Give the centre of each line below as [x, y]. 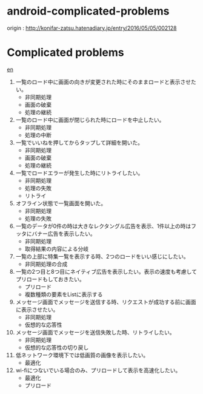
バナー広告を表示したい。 [64, 233]
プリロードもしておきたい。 [50, 279]
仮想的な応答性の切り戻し [57, 347]
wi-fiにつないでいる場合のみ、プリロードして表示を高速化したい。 [98, 370]
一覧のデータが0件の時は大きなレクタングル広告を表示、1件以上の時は [103, 226]
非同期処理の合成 [46, 264]
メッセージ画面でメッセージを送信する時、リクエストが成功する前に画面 [106, 302]
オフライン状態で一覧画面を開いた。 [61, 203]
